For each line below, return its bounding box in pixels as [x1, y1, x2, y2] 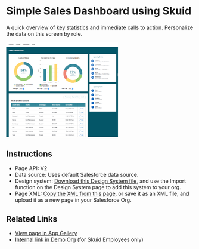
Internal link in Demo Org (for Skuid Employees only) [14, 236, 144, 243]
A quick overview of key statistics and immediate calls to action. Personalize [6, 24, 194, 31]
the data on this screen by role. [6, 30, 83, 37]
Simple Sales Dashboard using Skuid [6, 4, 192, 18]
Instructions [6, 149, 52, 159]
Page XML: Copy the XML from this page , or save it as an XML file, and [14, 190, 189, 198]
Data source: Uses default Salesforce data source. [14, 171, 139, 179]
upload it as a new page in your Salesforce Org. [14, 196, 132, 204]
